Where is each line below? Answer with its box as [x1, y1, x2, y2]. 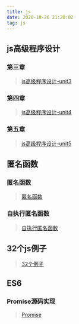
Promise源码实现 [7, 297, 56, 305]
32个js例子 [7, 243, 47, 254]
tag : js [7, 20, 26, 26]
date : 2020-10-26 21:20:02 [7, 14, 74, 20]
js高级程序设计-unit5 [21, 140, 72, 147]
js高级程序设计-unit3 [21, 78, 72, 85]
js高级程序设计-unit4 [21, 109, 72, 116]
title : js [7, 8, 31, 15]
